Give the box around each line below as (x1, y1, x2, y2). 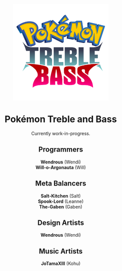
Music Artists (38, 247, 83, 256)
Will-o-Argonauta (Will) (35, 164, 86, 170)
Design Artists (37, 218, 84, 227)
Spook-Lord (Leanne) (38, 198, 84, 204)
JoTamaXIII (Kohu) (41, 260, 81, 267)
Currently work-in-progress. (31, 130, 91, 136)
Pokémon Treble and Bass (5, 114, 117, 125)
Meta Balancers (35, 179, 86, 188)
